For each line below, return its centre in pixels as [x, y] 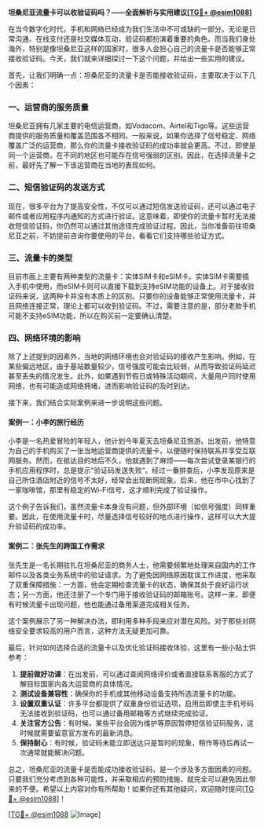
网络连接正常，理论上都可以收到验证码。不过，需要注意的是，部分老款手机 [135, 306]
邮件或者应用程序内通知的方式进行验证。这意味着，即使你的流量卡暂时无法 [128, 216]
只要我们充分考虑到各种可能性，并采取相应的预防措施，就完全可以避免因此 [128, 779]
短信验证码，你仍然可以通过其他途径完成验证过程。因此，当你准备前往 [128, 225]
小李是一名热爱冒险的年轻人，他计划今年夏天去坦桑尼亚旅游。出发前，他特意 [132, 441]
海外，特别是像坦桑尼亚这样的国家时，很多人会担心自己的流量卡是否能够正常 [132, 49]
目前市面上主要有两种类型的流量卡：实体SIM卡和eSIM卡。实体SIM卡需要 [125, 276]
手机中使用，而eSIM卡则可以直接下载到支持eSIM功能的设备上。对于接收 [131, 286]
